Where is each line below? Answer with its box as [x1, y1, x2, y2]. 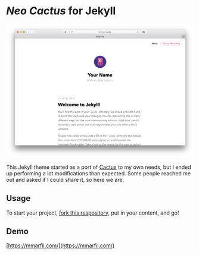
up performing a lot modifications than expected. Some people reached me [6, 169, 191, 177]
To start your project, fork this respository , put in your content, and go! [6, 209, 179, 216]
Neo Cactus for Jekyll [6, 4, 116, 18]
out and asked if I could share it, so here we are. [6, 176, 125, 183]
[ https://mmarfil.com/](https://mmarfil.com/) [6, 242, 115, 249]
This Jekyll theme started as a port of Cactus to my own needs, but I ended [6, 163, 191, 171]
